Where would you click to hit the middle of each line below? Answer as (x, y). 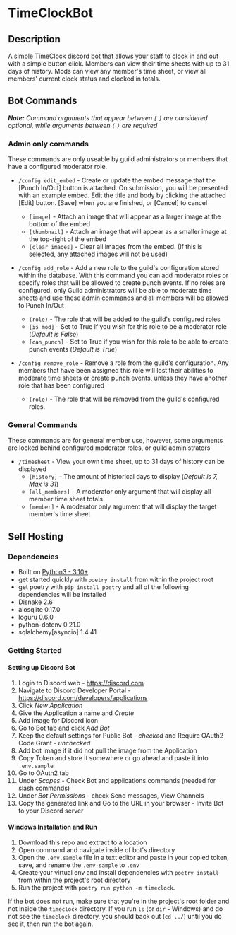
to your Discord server (51, 811)
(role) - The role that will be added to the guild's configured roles (125, 319)
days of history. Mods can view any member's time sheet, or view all (107, 71)
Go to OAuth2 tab (43, 773)
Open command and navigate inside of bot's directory (97, 850)
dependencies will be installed (62, 595)
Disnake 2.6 (36, 602)
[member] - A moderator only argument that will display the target (123, 506)
